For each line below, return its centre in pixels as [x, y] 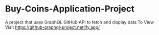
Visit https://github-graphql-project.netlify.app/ [53, 27]
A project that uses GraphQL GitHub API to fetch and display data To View [79, 22]
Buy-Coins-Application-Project [70, 9]
